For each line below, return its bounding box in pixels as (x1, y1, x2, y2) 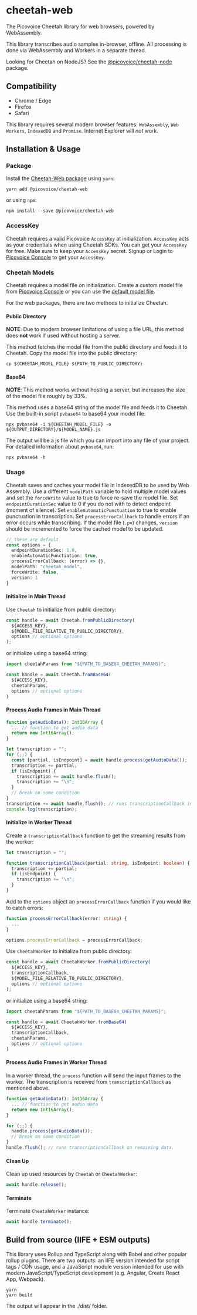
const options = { (6, 542, 51, 548)
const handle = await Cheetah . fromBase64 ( (6, 672, 111, 678)
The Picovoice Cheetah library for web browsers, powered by (6, 23, 155, 30)
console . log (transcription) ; (6, 806, 77, 812)
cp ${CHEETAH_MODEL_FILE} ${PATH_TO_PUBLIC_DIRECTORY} (6, 361, 143, 367)
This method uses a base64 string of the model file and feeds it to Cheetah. (6, 404, 189, 411)
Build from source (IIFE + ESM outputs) (6, 1235, 151, 1245)
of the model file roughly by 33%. (6, 393, 87, 400)
